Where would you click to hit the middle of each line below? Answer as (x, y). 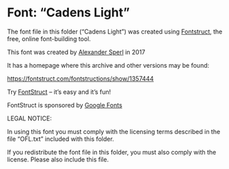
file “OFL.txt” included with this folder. (60, 139)
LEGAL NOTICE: (30, 118)
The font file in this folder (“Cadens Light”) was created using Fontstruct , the (115, 31)
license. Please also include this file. (58, 159)
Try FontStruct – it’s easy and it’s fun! (59, 92)
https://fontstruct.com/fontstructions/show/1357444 (80, 78)
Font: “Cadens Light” (68, 13)
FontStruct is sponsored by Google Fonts (65, 105)
